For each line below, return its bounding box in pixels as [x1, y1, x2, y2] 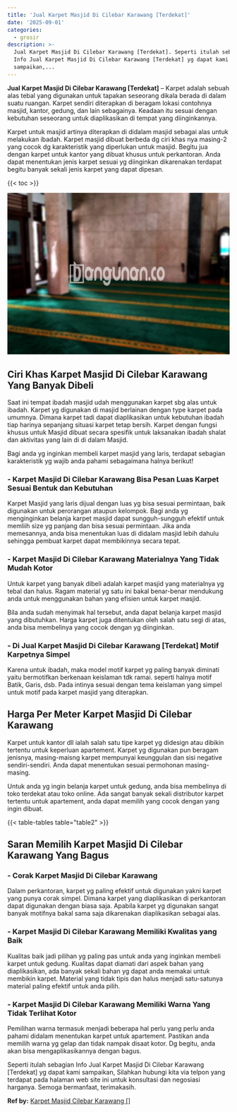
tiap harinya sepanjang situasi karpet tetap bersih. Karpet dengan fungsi [7, 421, 217, 429]
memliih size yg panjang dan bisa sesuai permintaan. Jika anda [7, 522, 190, 530]
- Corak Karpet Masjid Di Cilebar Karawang [7, 871, 158, 880]
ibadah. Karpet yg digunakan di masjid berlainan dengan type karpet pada [7, 406, 223, 414]
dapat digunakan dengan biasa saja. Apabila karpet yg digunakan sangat [7, 902, 219, 910]
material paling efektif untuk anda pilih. [7, 981, 121, 990]
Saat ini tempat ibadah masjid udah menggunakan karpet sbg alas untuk [7, 398, 217, 407]
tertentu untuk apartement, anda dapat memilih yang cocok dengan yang [7, 796, 220, 805]
